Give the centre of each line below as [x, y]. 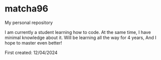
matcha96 [27, 9]
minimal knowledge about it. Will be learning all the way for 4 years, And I [80, 37]
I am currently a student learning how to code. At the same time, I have [78, 32]
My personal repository [29, 22]
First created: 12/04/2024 [31, 52]
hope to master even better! [33, 42]
